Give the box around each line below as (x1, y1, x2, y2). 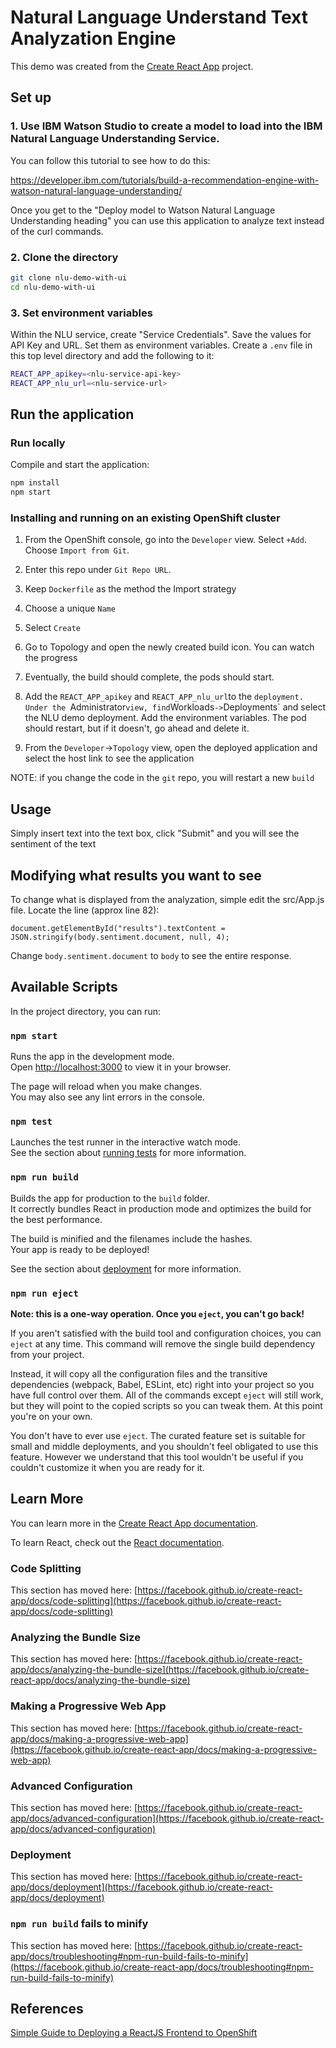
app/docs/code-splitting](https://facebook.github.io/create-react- (10, 1595, 282, 1607)
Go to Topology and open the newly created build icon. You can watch (24, 641, 315, 653)
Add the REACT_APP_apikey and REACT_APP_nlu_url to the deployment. (24, 691, 304, 703)
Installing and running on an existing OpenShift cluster (10, 511, 281, 525)
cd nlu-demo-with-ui (10, 282, 97, 292)
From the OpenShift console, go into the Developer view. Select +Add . (24, 534, 307, 546)
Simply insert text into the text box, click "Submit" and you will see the (10, 827, 300, 840)
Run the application (10, 406, 135, 423)
